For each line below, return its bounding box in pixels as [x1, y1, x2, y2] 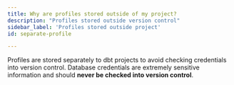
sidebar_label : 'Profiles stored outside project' [7, 23, 161, 30]
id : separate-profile [7, 30, 72, 38]
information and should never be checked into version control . [7, 71, 194, 79]
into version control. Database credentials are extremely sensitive [7, 63, 200, 72]
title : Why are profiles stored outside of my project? [7, 10, 177, 18]
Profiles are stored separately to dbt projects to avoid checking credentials [7, 56, 227, 64]
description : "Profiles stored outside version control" [7, 17, 180, 24]
